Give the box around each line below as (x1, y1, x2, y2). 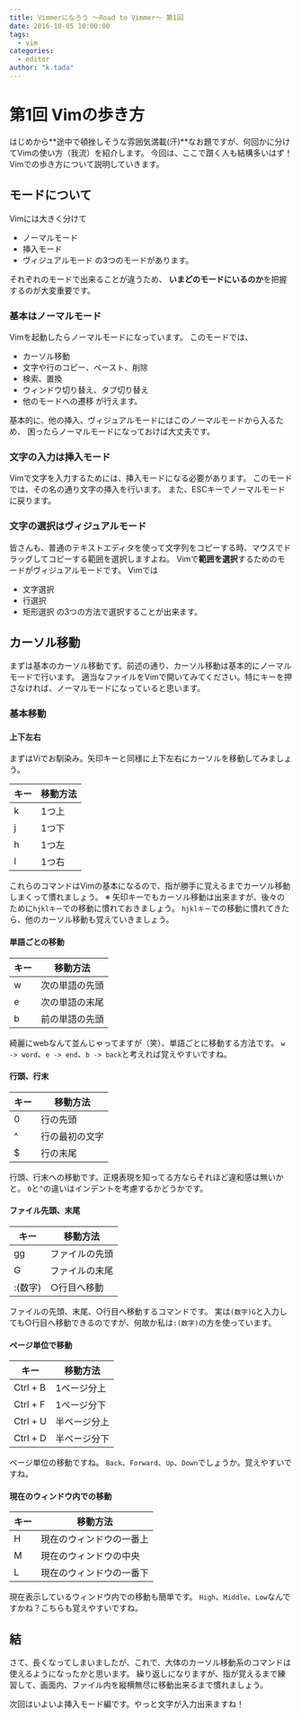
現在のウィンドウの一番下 (40, 1567, 150, 1580)
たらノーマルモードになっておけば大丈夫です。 (42, 426, 216, 437)
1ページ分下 (55, 1399, 107, 1412)
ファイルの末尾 (49, 1264, 114, 1277)
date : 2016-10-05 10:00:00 (9, 22, 111, 31)
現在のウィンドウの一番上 (40, 1533, 150, 1545)
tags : (9, 30, 30, 39)
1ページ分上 (55, 1382, 107, 1395)
